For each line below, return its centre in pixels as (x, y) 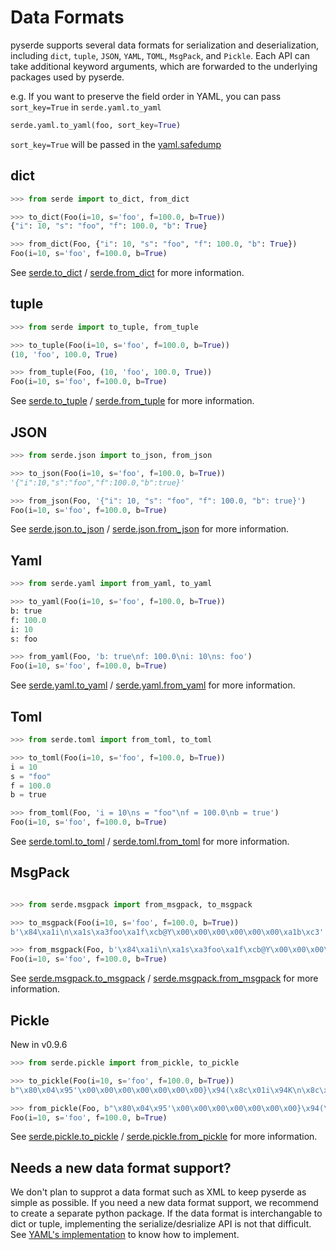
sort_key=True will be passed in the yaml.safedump (116, 144)
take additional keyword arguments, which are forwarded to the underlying (164, 66)
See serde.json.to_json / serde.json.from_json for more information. (150, 529)
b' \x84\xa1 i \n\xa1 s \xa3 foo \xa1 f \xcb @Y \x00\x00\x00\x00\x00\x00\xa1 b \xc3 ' (167, 932)
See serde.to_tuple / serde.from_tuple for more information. (132, 401)
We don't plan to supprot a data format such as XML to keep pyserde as (158, 1192)
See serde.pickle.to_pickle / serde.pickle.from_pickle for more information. (164, 1137)
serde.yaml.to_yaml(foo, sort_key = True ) (96, 125)
